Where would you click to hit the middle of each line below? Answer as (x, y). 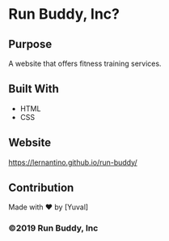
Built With (34, 89)
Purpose (30, 44)
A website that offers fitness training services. (85, 63)
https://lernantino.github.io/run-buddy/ (73, 162)
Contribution (41, 188)
